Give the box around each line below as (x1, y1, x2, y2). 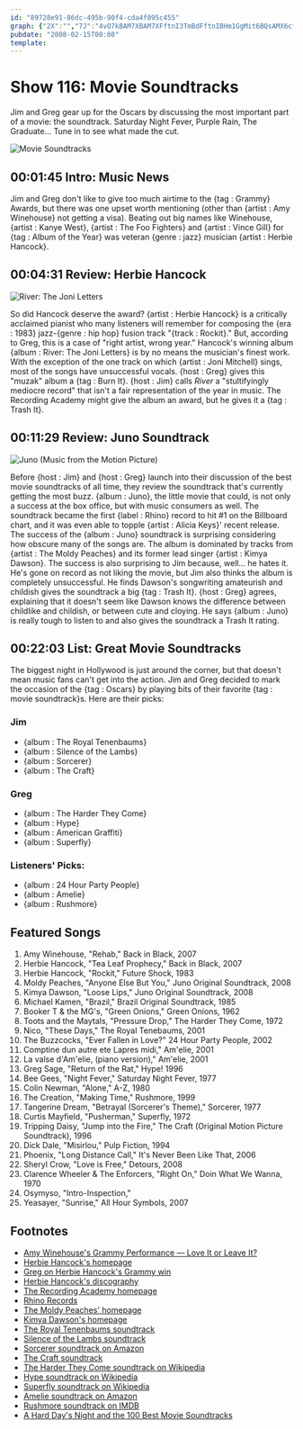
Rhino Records (22, 1295, 78, 1306)
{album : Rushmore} (22, 899, 98, 910)
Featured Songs (10, 924, 102, 940)
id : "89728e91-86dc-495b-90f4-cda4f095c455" (10, 13, 180, 22)
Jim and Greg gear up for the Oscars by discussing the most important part (10, 107, 290, 118)
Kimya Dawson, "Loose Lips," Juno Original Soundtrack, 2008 (22, 987, 254, 998)
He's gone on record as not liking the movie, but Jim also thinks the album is (10, 567, 293, 578)
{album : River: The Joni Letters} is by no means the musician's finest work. (10, 346, 290, 357)
